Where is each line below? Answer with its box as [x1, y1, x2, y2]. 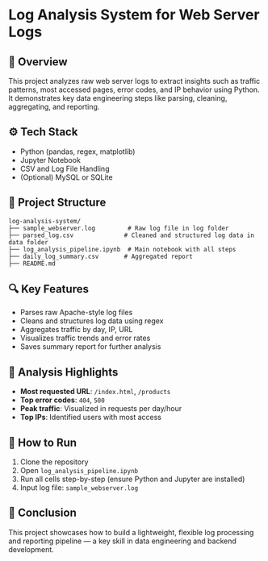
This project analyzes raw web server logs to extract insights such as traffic [8, 77, 261, 85]
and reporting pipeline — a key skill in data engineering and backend [8, 536, 237, 546]
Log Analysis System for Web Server [8, 6, 260, 24]
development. [8, 544, 54, 554]
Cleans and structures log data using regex [19, 316, 164, 326]
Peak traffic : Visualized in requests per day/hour [19, 404, 182, 413]
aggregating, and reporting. [8, 102, 100, 111]
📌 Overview [8, 55, 68, 69]
